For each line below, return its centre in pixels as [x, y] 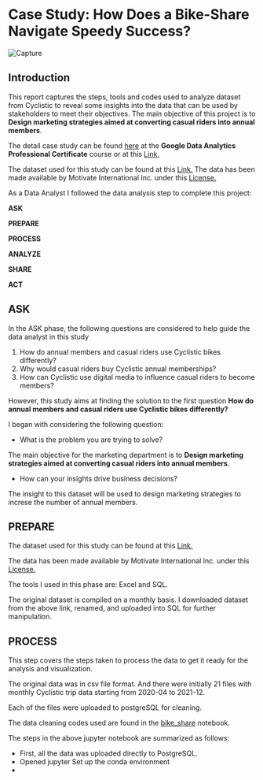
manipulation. [30, 617]
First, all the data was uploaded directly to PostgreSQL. [108, 753]
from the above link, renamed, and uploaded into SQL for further [112, 608]
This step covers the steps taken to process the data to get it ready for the [128, 660]
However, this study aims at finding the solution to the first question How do [131, 400]
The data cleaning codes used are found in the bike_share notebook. [119, 723]
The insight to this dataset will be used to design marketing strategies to [125, 493]
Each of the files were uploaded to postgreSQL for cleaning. [105, 708]
